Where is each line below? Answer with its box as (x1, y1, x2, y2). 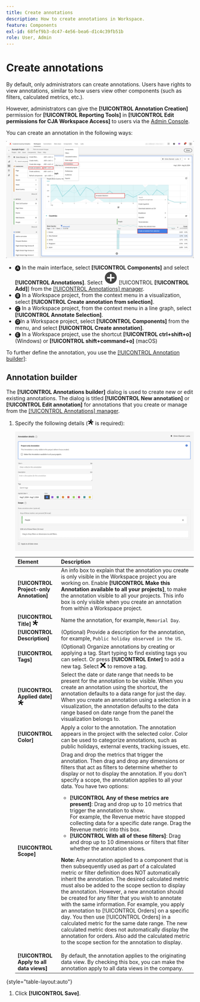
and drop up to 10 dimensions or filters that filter (70, 838, 189, 845)
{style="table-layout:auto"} (6, 978, 73, 985)
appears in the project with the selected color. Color (61, 730, 188, 737)
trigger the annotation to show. (70, 807, 145, 814)
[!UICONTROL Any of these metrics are (70, 794, 169, 801)
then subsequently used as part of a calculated (61, 863, 176, 870)
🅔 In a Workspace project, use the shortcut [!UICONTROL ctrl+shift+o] (14, 331, 192, 338)
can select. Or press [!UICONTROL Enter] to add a (61, 656, 185, 663)
